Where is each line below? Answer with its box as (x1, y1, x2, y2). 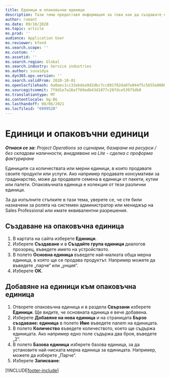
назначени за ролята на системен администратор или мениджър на (5, 202, 153, 208)
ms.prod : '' (5, 31, 30, 36)
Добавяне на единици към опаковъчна (5, 282, 137, 291)
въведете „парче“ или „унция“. (12, 262, 78, 268)
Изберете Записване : (12, 357, 60, 363)
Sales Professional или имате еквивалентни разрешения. (5, 207, 128, 213)
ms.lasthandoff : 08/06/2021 (5, 102, 65, 107)
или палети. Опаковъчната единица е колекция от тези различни (5, 181, 146, 187)
